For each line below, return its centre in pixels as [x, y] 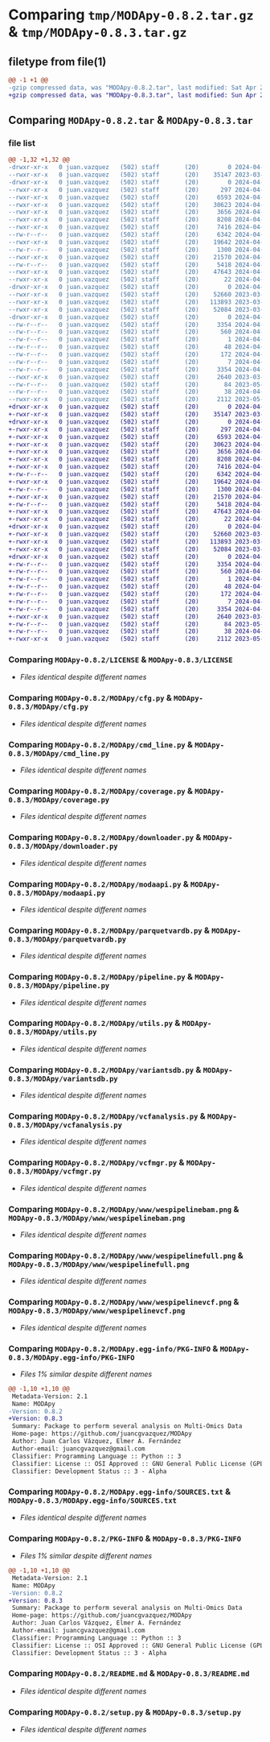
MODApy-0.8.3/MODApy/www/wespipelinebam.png [97, 1218]
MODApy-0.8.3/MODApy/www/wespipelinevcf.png [97, 1311]
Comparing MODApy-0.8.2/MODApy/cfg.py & [90, 698]
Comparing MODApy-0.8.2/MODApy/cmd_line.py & [101, 744]
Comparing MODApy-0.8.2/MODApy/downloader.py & [105, 838]
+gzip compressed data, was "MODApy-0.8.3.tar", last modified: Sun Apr [133, 95]
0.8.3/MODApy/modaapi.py [57, 893]
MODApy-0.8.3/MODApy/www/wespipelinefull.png [99, 1264]
